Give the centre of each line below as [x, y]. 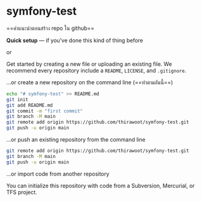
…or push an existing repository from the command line [76, 140]
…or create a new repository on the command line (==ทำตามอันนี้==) [90, 82]
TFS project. [22, 192]
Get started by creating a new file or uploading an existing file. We [89, 64]
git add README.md [30, 105]
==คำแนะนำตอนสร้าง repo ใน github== [50, 28]
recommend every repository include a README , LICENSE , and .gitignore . [97, 70]
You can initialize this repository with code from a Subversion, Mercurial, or [100, 186]
